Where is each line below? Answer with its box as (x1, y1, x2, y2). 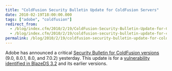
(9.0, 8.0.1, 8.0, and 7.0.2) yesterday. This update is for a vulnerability (5, 55, 150, 61)
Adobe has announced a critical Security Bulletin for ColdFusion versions (5, 49, 160, 56)
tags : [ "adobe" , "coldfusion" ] (5, 17, 72, 22)
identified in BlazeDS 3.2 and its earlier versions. (5, 60, 107, 66)
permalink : (5, 36, 29, 41)
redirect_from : (5, 21, 38, 27)
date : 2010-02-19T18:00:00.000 (5, 12, 72, 17)
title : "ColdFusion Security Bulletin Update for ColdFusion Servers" (5, 7, 159, 13)
